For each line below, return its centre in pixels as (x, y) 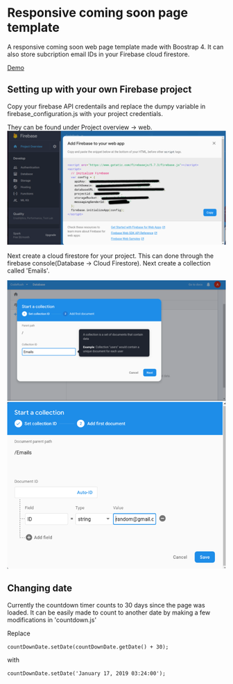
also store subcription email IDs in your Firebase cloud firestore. (98, 54)
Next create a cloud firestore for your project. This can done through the (110, 256)
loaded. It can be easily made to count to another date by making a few (109, 612)
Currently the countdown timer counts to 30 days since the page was (106, 605)
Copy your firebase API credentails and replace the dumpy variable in (106, 106)
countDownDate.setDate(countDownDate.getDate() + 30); (88, 647)
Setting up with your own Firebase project (100, 89)
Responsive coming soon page (98, 13)
